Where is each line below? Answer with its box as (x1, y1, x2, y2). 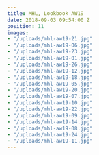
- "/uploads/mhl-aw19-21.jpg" (7, 36, 94, 43)
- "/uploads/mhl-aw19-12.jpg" (7, 67, 94, 74)
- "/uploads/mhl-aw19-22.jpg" (7, 106, 94, 112)
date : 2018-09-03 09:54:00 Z (7, 16, 90, 23)
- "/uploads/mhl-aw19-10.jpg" (7, 99, 94, 106)
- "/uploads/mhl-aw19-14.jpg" (7, 118, 94, 126)
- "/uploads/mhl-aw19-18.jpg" (7, 73, 94, 81)
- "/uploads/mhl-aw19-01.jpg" (7, 55, 94, 62)
